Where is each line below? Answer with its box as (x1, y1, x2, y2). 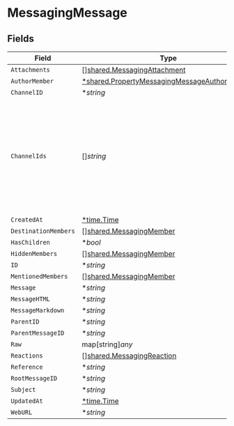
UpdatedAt (10, 397, 43, 405)
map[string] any (81, 340, 133, 349)
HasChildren (10, 238, 51, 246)
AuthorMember (10, 77, 54, 85)
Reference (10, 363, 43, 371)
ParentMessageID (10, 329, 65, 337)
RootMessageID (10, 374, 58, 382)
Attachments (10, 66, 51, 74)
